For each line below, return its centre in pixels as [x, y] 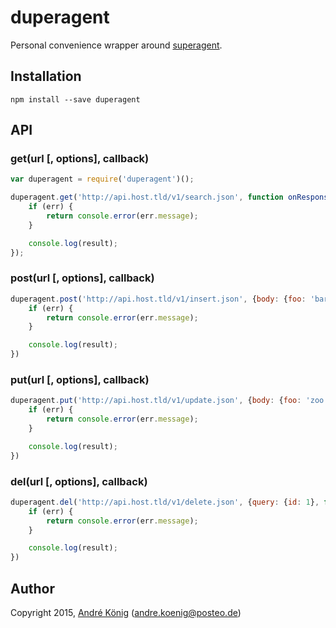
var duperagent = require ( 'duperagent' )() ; [102, 179]
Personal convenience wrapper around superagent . [116, 45]
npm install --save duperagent [75, 99]
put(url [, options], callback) [80, 380]
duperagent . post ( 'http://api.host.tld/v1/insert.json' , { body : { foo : [158, 299]
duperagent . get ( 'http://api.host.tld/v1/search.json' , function [147, 197]
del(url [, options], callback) [79, 481]
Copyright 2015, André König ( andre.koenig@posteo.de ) [126, 613]
